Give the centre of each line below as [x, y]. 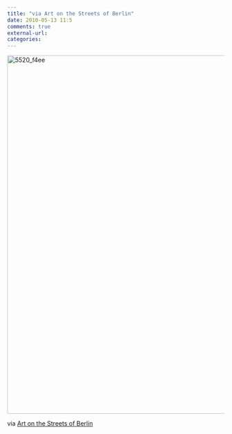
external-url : [28, 33]
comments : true [29, 26]
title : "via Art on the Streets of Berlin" [71, 14]
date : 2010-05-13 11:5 [40, 20]
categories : [24, 40]
